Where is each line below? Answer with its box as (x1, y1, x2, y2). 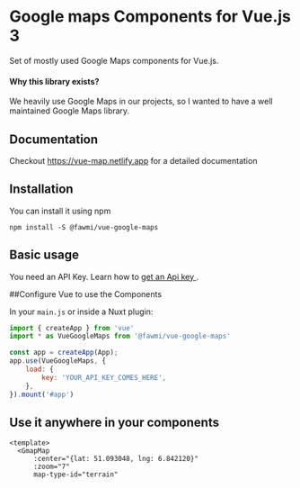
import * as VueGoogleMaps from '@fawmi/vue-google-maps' (9, 331, 231, 341)
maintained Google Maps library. (9, 105, 130, 116)
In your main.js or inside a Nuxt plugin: (9, 306, 154, 317)
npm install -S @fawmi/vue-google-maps (9, 222, 159, 231)
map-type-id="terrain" (32, 470, 119, 479)
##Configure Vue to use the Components (9, 288, 163, 299)
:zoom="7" (32, 462, 70, 472)
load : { (25, 365, 54, 375)
